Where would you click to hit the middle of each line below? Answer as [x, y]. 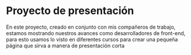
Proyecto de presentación [70, 11]
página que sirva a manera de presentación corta [65, 46]
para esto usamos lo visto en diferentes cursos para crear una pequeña [92, 39]
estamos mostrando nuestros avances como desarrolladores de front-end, [96, 33]
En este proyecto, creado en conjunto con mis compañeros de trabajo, [91, 27]
